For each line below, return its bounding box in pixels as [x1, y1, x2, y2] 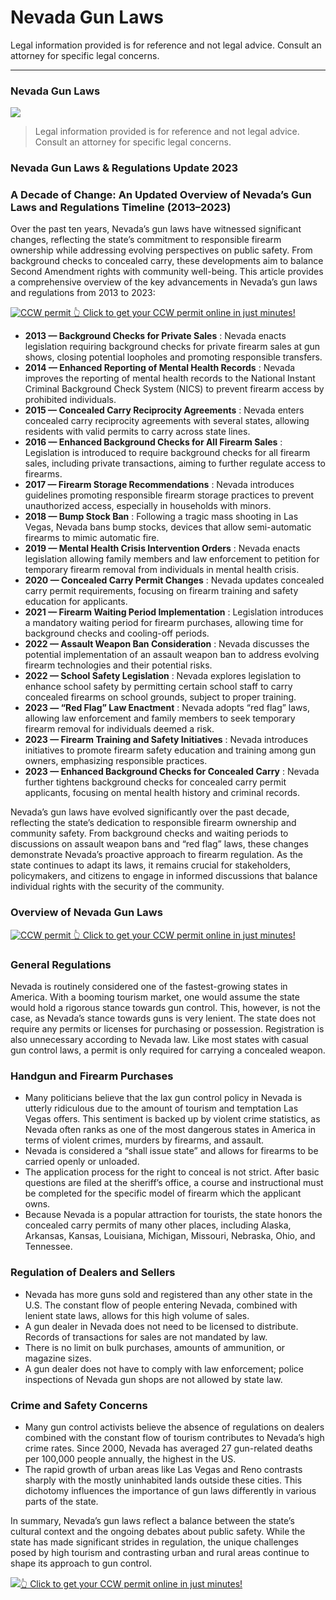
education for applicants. [24, 596, 128, 608]
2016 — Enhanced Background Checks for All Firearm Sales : [24, 436, 283, 448]
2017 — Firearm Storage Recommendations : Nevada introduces [24, 479, 295, 491]
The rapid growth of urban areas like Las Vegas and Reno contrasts [24, 1463, 303, 1475]
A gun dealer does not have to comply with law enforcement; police [24, 1362, 304, 1375]
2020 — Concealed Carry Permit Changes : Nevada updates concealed [24, 574, 325, 586]
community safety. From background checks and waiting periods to [10, 827, 289, 840]
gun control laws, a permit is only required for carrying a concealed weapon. [10, 1044, 326, 1056]
